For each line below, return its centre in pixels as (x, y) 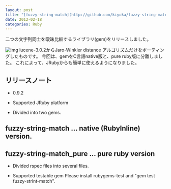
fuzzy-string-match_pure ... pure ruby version (80, 154)
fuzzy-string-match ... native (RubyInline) (73, 128)
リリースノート (28, 80)
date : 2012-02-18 (24, 19)
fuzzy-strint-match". (34, 181)
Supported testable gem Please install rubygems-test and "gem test (84, 176)
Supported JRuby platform (40, 103)
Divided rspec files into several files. (51, 166)
